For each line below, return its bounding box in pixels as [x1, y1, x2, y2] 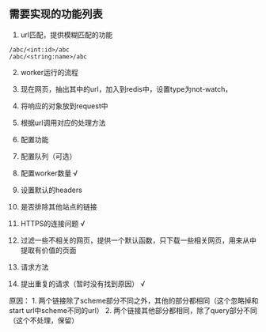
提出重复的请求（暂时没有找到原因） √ [20, 279, 146, 289]
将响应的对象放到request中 [20, 101, 108, 111]
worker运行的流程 [20, 67, 78, 77]
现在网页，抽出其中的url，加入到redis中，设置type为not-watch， [20, 84, 233, 93]
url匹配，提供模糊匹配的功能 [20, 30, 113, 40]
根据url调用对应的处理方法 [20, 118, 106, 127]
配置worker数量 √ [20, 168, 78, 178]
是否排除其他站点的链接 [20, 202, 97, 211]
